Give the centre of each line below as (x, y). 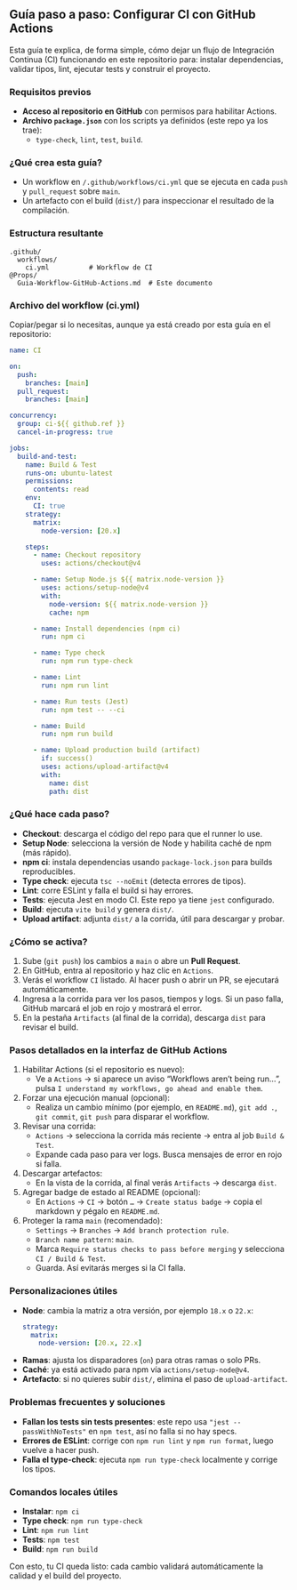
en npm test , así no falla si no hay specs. (163, 1431)
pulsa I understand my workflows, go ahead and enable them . (149, 1088)
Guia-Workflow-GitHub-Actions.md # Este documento (115, 283)
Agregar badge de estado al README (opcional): (112, 1192)
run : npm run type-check (87, 662)
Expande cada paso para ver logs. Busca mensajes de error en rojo (159, 1154)
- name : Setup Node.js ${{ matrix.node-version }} (128, 580)
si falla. (48, 1164)
